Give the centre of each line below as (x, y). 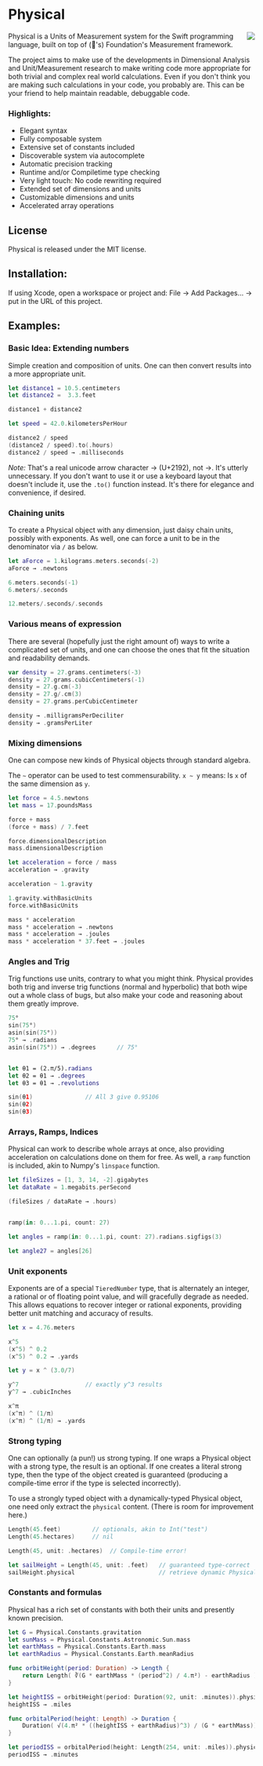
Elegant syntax (43, 130)
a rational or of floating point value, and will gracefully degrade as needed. (128, 1296)
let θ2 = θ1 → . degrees (47, 1076)
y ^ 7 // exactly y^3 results (85, 1385)
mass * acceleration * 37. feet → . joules (77, 942)
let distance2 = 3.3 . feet (52, 395)
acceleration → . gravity (49, 870)
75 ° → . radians (33, 1040)
